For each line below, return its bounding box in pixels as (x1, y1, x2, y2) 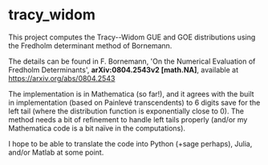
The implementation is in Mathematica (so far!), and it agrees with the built (8, 89, 254, 98)
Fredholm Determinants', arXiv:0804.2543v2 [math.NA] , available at (8, 64, 239, 74)
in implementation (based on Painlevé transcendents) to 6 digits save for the (8, 97, 261, 107)
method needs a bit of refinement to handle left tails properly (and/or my (8, 114, 248, 124)
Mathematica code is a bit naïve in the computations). (8, 123, 186, 133)
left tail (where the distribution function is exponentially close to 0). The (8, 106, 245, 116)
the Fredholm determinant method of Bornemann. (8, 40, 173, 50)
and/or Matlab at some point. (8, 147, 104, 157)
